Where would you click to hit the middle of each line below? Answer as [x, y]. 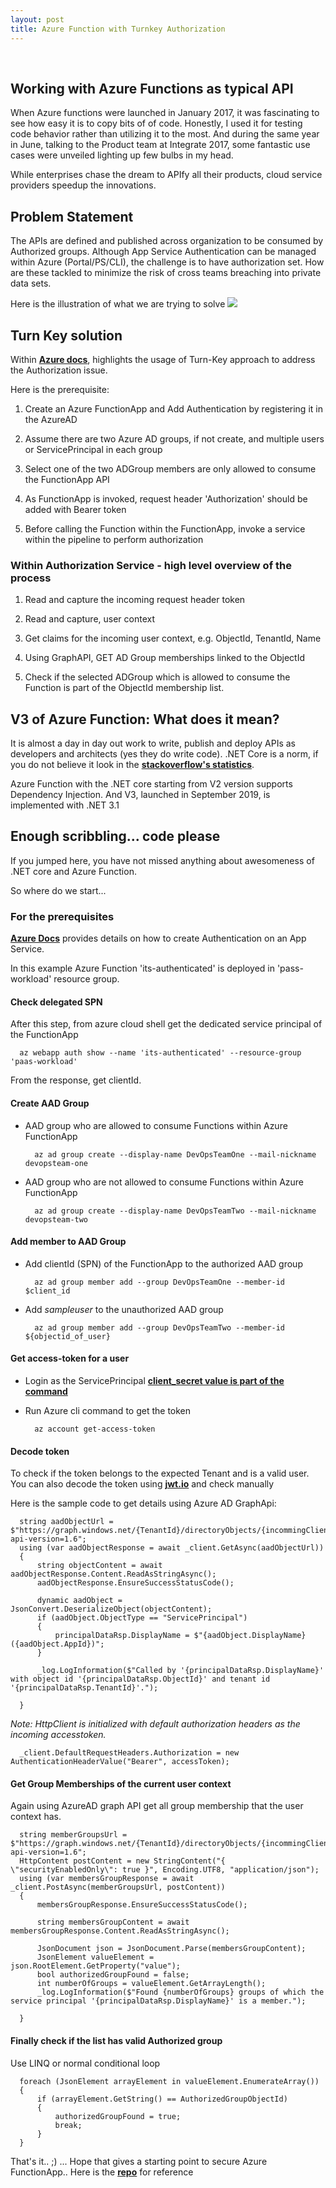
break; [68, 2125]
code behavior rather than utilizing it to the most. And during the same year [165, 134]
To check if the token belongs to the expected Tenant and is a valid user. [160, 1473]
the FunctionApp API [67, 479]
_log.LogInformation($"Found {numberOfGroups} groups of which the [180, 1992]
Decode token [40, 1451]
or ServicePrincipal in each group [93, 449]
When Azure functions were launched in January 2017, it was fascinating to [165, 113]
